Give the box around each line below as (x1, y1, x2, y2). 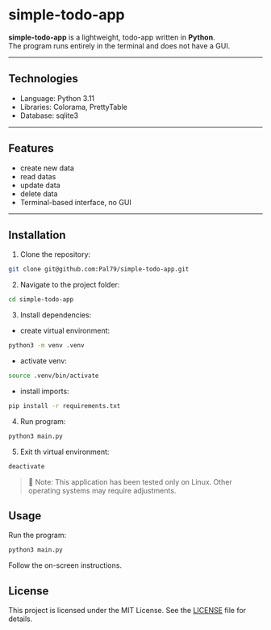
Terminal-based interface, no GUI (19, 197, 131, 207)
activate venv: (19, 356, 67, 365)
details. (8, 614, 33, 624)
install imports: (19, 386, 70, 396)
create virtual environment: (19, 325, 110, 336)
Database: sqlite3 (19, 111, 79, 120)
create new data (19, 163, 75, 173)
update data (19, 180, 60, 190)
